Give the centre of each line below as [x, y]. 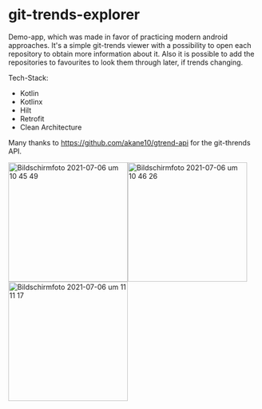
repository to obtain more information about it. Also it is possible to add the [131, 54]
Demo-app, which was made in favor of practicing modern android [118, 37]
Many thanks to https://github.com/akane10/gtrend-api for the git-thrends [129, 142]
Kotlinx [31, 101]
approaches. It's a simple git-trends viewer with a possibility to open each [130, 45]
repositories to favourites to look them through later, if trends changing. [126, 62]
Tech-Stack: [29, 77]
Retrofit [32, 118]
